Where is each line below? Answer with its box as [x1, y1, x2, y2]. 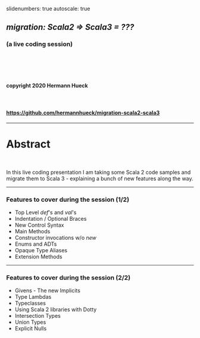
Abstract [6, 137, 51, 151]
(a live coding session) [6, 40, 73, 48]
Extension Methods [14, 253, 62, 261]
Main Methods [14, 228, 51, 235]
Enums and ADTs [14, 240, 57, 248]
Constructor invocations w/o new [14, 234, 97, 242]
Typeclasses [14, 300, 46, 307]
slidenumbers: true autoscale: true [6, 5, 90, 12]
